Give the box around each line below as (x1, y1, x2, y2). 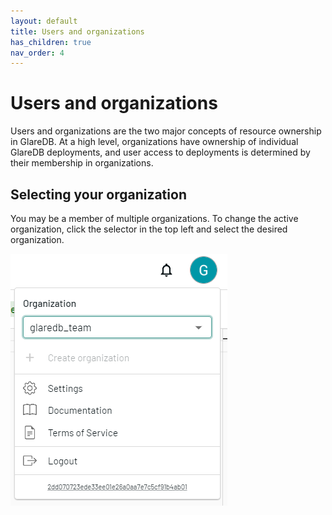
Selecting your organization (10, 186, 187, 203)
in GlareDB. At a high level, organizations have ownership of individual (10, 136, 299, 148)
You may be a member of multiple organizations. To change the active (10, 213, 299, 224)
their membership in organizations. (10, 157, 154, 169)
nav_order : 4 (10, 48, 65, 58)
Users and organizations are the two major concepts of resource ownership (10, 125, 322, 137)
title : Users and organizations (10, 26, 145, 37)
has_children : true (10, 37, 92, 47)
